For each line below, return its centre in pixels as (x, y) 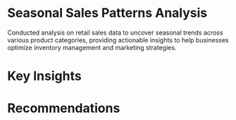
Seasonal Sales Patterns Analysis (107, 13)
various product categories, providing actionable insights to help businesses (118, 40)
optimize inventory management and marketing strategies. (92, 47)
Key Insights (45, 76)
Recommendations (64, 108)
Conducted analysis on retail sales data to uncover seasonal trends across (115, 32)
